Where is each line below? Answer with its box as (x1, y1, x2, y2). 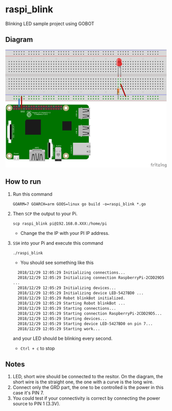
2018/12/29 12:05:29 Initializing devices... (17, 285, 116, 290)
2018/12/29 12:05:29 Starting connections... (17, 306, 116, 311)
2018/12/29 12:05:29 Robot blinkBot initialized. (17, 295, 125, 300)
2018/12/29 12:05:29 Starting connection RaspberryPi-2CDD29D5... (17, 311, 162, 316)
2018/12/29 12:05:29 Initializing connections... (17, 270, 125, 275)
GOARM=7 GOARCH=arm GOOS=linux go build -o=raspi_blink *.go (12, 201, 146, 207)
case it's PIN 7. (12, 390, 45, 396)
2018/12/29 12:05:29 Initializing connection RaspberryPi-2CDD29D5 (17, 275, 165, 280)
